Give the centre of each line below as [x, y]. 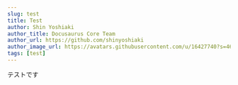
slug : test [23, 14]
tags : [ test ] [27, 54]
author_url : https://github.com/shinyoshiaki [75, 40]
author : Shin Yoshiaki [41, 27]
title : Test [25, 21]
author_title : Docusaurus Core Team [61, 34]
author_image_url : [34, 47]
